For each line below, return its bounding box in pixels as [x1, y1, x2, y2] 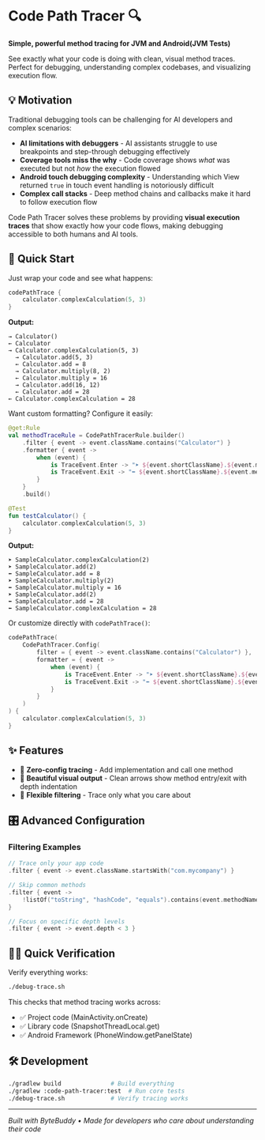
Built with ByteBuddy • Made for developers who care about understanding [8, 1116, 255, 1126]
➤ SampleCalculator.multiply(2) [8, 577, 114, 585]
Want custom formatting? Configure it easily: [8, 409, 154, 418]
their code [8, 1124, 42, 1134]
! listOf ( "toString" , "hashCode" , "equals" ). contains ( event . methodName [22, 896, 259, 904]
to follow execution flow [19, 197, 98, 206]
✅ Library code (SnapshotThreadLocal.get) [19, 1021, 160, 1031]
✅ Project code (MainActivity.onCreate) [19, 1013, 148, 1021]
